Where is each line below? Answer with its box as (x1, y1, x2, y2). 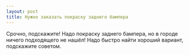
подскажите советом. (6, 42, 62, 50)
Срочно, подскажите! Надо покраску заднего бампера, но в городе (6, 30, 178, 37)
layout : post (6, 8, 39, 15)
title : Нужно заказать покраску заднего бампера (6, 14, 129, 20)
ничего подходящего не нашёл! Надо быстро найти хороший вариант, (6, 36, 184, 43)
